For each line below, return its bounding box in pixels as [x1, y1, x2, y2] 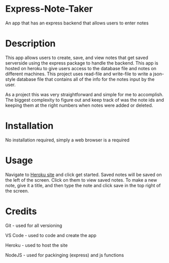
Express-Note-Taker [5, 3, 93, 15]
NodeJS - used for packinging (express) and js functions [5, 252, 124, 258]
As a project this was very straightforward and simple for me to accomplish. [5, 91, 163, 97]
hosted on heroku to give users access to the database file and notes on [5, 65, 156, 71]
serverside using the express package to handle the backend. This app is [5, 60, 158, 66]
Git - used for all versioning [5, 222, 62, 228]
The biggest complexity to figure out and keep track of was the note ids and [5, 97, 164, 103]
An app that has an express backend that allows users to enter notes [5, 20, 149, 26]
